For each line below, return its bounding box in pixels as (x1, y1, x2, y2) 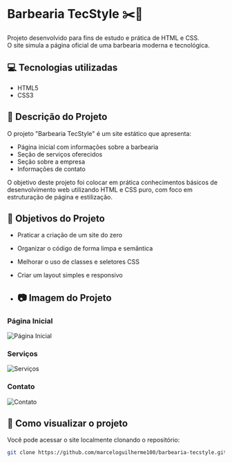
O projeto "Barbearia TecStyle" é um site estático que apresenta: (7, 129, 192, 137)
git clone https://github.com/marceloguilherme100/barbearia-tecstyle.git (7, 449, 227, 456)
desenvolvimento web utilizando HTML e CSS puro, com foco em (7, 185, 193, 194)
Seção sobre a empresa (17, 157, 86, 166)
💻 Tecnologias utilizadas (7, 62, 118, 74)
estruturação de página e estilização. (7, 193, 113, 201)
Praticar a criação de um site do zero (17, 231, 123, 239)
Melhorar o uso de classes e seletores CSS (17, 257, 140, 266)
